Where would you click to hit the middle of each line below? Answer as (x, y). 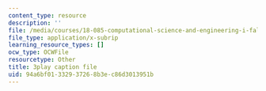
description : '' (35, 23)
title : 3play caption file (53, 67)
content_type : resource (47, 15)
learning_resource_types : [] (56, 45)
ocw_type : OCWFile (38, 52)
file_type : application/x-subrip (63, 38)
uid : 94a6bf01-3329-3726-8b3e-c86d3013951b (81, 74)
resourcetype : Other (42, 60)
